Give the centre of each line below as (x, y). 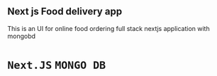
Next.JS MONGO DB (57, 65)
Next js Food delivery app (65, 12)
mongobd (22, 36)
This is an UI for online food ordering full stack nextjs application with (109, 28)
